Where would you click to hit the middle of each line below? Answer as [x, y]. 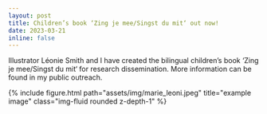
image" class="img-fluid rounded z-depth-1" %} [88, 101]
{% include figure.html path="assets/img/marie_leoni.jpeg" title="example [130, 93]
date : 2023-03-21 [37, 30]
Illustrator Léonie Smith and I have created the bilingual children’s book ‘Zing [133, 61]
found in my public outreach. [55, 77]
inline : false [32, 38]
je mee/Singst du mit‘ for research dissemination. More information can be [130, 69]
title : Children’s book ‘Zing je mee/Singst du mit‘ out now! [114, 23]
